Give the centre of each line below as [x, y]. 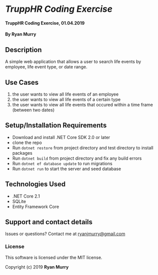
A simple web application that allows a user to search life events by [73, 62]
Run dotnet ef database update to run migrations [62, 163]
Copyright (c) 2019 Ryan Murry [37, 267]
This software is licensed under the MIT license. [54, 257]
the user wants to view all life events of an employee [65, 94]
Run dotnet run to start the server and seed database [67, 169]
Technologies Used [35, 184]
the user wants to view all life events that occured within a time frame [83, 105]
